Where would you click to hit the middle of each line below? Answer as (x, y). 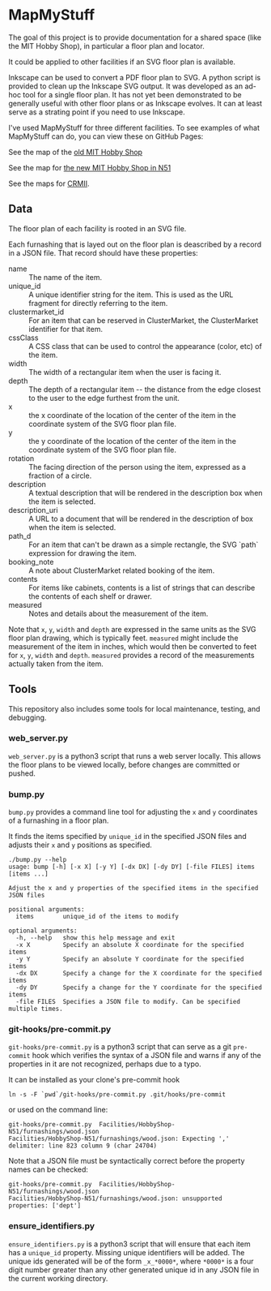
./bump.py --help (38, 860)
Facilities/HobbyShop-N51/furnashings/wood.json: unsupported (115, 1198)
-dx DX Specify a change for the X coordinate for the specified (139, 974)
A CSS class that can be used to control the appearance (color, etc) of (146, 346)
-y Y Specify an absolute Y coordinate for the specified (130, 959)
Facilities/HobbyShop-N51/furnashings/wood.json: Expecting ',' (119, 1139)
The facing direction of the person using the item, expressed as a (138, 467)
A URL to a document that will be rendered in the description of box (141, 519)
